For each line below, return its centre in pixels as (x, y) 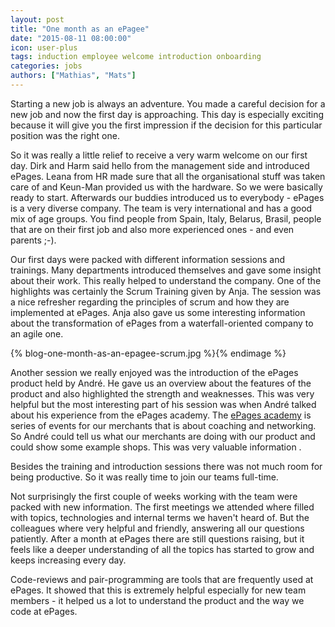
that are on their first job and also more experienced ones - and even (152, 229)
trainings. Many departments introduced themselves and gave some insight (166, 270)
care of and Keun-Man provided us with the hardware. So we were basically (166, 187)
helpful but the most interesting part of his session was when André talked (163, 404)
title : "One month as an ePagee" (80, 29)
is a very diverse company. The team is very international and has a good (161, 208)
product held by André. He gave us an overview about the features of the (161, 383)
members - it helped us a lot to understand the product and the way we (157, 600)
